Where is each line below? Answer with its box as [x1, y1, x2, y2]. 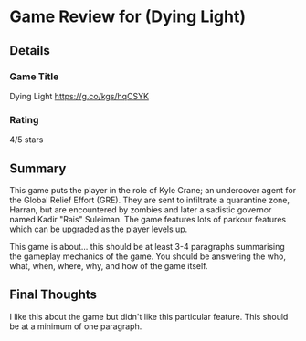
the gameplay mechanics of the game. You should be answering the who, [9, 251, 286, 262]
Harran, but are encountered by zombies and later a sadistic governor [9, 203, 272, 215]
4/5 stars [9, 134, 44, 145]
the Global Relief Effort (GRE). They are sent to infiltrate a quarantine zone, [9, 194, 290, 205]
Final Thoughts [9, 287, 98, 303]
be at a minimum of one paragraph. [9, 321, 142, 332]
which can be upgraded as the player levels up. [9, 223, 188, 234]
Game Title [9, 70, 59, 83]
